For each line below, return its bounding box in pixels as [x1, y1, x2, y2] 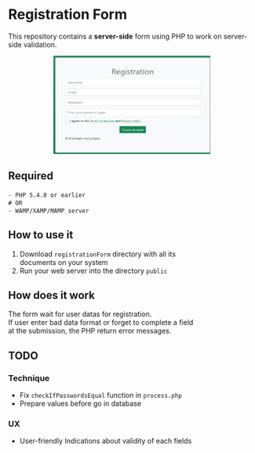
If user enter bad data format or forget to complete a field [8, 318, 194, 327]
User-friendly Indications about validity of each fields [19, 436, 192, 446]
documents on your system [19, 257, 108, 267]
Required [8, 169, 53, 182]
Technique [8, 372, 50, 383]
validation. [23, 39, 57, 49]
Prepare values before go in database [19, 399, 142, 408]
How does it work [8, 289, 96, 302]
